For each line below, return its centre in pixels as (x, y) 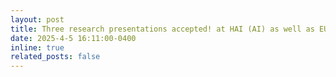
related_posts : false (55, 57)
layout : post (37, 19)
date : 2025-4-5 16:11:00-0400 (73, 38)
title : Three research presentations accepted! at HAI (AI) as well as (162, 29)
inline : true (37, 47)
